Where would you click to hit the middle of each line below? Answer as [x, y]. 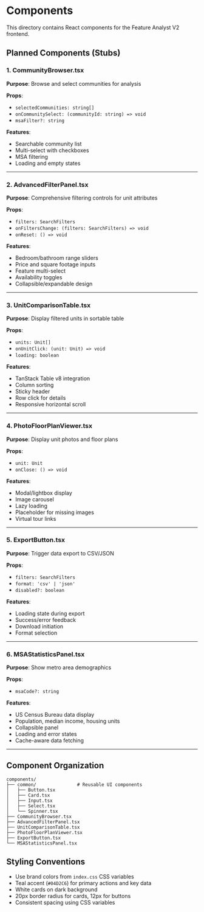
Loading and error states [46, 734]
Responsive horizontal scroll [50, 405]
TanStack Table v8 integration [53, 378]
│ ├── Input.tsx [29, 801]
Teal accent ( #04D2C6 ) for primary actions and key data [83, 883]
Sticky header [32, 392]
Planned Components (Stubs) [63, 53]
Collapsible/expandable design [54, 284]
